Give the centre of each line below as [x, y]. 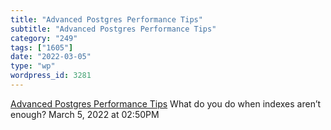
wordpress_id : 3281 [51, 76]
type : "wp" [33, 66]
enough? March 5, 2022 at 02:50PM [85, 114]
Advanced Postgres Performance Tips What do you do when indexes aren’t [166, 103]
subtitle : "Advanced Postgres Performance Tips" [113, 29]
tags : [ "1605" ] [42, 47]
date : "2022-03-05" [51, 57]
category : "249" [44, 38]
